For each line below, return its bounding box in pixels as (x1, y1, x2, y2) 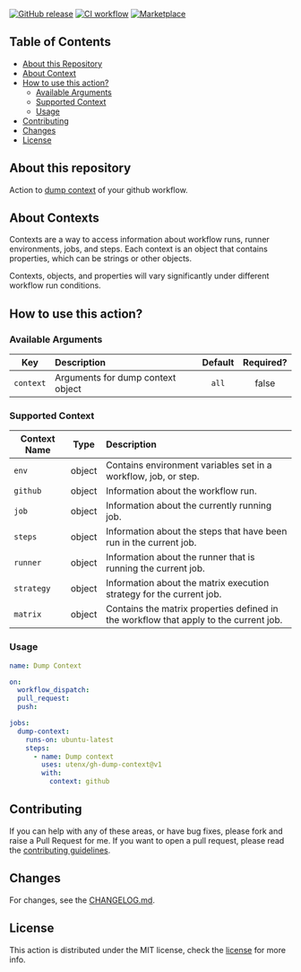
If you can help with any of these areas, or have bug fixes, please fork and (9, 826, 284, 836)
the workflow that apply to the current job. (106, 614, 283, 626)
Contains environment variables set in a (106, 459, 272, 471)
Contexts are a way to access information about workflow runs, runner (9, 234, 271, 245)
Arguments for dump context (55, 372, 176, 384)
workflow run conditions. (9, 280, 101, 291)
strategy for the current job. (106, 588, 222, 600)
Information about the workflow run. (106, 485, 257, 497)
